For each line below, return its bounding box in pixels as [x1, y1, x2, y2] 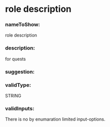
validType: [5, 82, 31, 88]
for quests [5, 56, 26, 62]
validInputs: [5, 105, 35, 112]
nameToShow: [5, 21, 40, 28]
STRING [5, 93, 21, 98]
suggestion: [5, 68, 35, 75]
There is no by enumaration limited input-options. [5, 116, 106, 122]
